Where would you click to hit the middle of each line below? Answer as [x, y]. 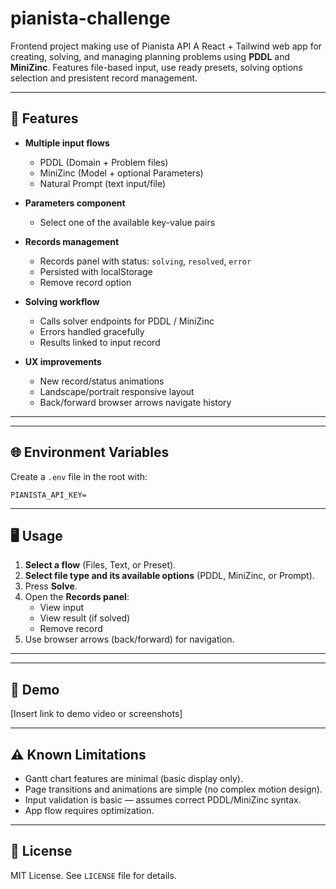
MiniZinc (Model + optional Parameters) [121, 173]
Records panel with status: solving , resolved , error [145, 261]
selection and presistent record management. [104, 78]
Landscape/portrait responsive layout [117, 391]
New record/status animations [102, 381]
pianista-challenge [90, 18]
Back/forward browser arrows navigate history [135, 402]
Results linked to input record [100, 342]
